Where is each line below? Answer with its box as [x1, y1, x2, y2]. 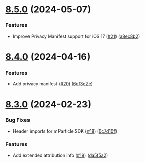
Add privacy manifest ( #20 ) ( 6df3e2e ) [12, 80, 93, 87]
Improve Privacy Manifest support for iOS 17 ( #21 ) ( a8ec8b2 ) [12, 33, 140, 39]
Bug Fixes [5, 117, 31, 124]
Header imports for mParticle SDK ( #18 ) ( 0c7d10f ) [12, 128, 117, 134]
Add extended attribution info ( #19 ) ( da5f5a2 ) [12, 152, 108, 158]
